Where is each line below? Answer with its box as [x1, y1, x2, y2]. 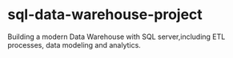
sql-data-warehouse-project [7, 6, 203, 24]
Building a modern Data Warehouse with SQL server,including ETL [7, 32, 226, 41]
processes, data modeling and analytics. [7, 40, 141, 49]
